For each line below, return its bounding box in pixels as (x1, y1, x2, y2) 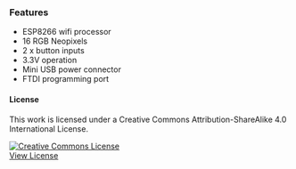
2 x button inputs (21, 45, 85, 56)
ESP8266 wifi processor (21, 27, 111, 37)
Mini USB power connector (21, 64, 122, 75)
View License (9, 149, 59, 161)
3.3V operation (21, 55, 78, 66)
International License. (9, 123, 89, 134)
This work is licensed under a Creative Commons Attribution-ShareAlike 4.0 (9, 114, 287, 125)
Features (9, 6, 49, 19)
